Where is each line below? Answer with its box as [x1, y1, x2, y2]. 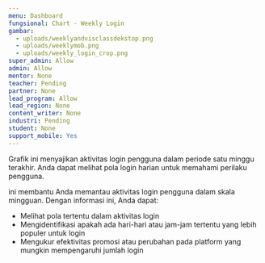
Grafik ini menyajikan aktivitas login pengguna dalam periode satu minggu [8, 154, 254, 164]
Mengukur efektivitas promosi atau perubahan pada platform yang [19, 236, 242, 246]
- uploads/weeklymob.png [15, 42, 99, 50]
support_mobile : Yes [8, 131, 78, 140]
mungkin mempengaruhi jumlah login [19, 245, 144, 255]
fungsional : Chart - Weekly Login [8, 19, 125, 27]
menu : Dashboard [8, 11, 63, 20]
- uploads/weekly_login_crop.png [15, 49, 128, 57]
